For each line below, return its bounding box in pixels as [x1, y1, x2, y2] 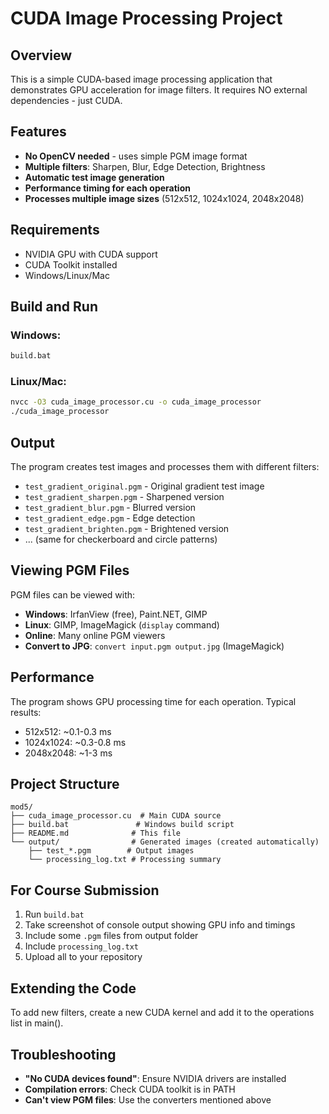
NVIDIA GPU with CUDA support [24, 248, 158, 260]
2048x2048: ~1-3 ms [24, 747, 113, 759]
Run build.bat [24, 908, 85, 921]
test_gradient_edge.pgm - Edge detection [24, 512, 196, 524]
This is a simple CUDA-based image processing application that [10, 73, 273, 85]
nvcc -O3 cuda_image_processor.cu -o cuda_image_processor [10, 397, 262, 407]
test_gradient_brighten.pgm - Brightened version [24, 523, 230, 535]
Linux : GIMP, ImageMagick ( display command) [24, 618, 220, 631]
